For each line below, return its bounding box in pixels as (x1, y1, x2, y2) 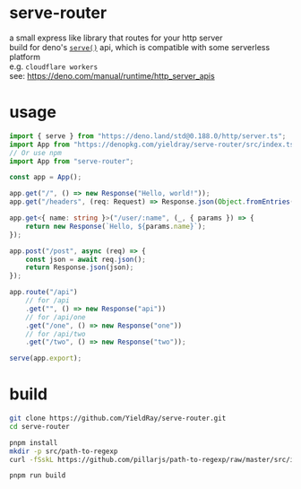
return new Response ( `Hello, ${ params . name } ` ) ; (25, 222, 206, 231)
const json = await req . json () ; (25, 255, 146, 264)
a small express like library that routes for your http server (9, 32, 223, 43)
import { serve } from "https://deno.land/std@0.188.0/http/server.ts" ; (9, 131, 287, 141)
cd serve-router (9, 422, 70, 431)
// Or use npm (9, 148, 63, 157)
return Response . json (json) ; (25, 263, 134, 272)
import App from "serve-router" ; (9, 156, 134, 166)
